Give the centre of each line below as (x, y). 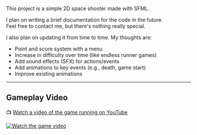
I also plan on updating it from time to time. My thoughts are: (79, 37)
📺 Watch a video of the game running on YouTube (67, 112)
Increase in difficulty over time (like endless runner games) (86, 55)
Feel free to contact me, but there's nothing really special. (76, 26)
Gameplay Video (37, 98)
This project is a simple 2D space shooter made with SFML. (78, 9)
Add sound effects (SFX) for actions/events (67, 61)
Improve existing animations (48, 74)
